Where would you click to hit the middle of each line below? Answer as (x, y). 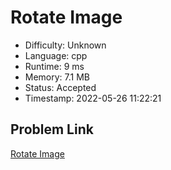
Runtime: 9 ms (54, 66)
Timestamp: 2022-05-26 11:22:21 (93, 98)
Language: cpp (56, 55)
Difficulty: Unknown (65, 45)
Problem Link (52, 129)
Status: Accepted (60, 87)
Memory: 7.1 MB (57, 77)
